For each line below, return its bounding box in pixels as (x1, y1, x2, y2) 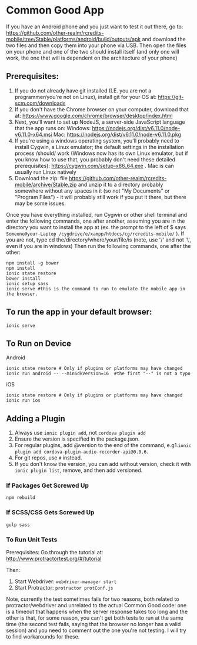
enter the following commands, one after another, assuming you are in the (6, 217, 185, 224)
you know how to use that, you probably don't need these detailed (14, 156, 176, 163)
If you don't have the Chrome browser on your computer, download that (14, 105, 189, 113)
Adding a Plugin (6, 414, 66, 424)
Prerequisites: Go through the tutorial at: (6, 549, 103, 556)
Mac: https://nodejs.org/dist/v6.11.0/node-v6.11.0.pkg (53, 131, 181, 138)
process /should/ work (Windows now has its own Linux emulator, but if (14, 150, 188, 157)
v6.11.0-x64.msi (14, 131, 52, 138)
